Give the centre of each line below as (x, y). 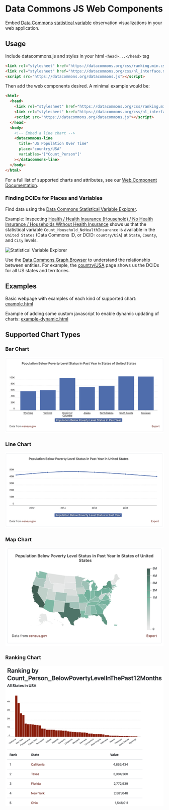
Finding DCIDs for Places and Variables (54, 198)
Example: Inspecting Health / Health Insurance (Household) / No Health (79, 219)
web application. (22, 28)
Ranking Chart (23, 658)
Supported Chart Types (43, 335)
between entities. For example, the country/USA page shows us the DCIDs (82, 265)
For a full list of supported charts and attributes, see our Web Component (81, 180)
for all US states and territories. (37, 270)
